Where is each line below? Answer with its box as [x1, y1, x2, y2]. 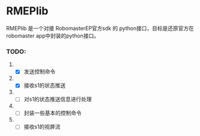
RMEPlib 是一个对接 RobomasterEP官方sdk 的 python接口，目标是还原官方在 [6, 24, 194, 32]
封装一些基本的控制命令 [23, 109, 82, 117]
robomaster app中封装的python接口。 [6, 32, 100, 39]
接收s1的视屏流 [23, 123, 61, 131]
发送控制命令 [23, 68, 56, 75]
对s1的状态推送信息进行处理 [23, 95, 92, 103]
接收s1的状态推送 [23, 82, 66, 89]
